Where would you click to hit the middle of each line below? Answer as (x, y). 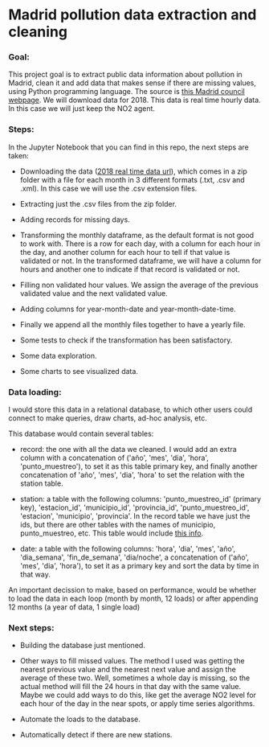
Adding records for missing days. (75, 220)
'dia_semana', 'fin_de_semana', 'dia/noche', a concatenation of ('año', (134, 557)
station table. (41, 483)
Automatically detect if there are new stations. (96, 735)
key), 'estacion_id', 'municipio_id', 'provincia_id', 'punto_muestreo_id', (134, 507)
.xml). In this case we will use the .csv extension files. (108, 188)
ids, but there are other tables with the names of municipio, (118, 525)
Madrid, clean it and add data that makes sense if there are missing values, (132, 83)
